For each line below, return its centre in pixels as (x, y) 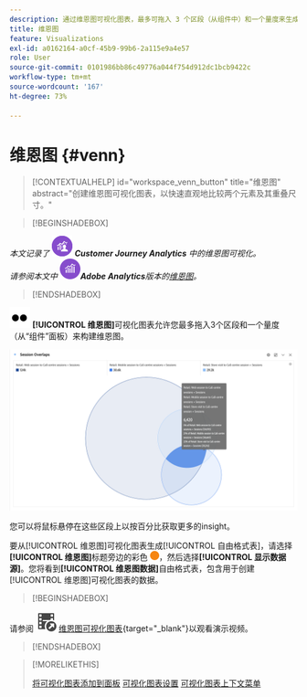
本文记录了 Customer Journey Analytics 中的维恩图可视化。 (135, 253)
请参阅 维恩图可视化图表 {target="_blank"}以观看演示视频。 (131, 628)
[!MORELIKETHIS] (65, 664)
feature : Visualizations (57, 38)
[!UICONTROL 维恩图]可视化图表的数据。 (86, 579)
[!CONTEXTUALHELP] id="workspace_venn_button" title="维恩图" (156, 182)
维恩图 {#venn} (68, 155)
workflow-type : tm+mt (51, 78)
